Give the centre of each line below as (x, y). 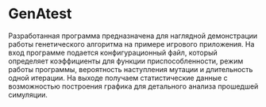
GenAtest (40, 14)
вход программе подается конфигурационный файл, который (113, 52)
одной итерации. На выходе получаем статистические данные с (118, 78)
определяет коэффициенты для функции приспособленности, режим (126, 61)
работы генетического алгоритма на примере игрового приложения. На (131, 44)
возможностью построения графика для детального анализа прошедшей (133, 86)
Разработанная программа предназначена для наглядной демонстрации (133, 36)
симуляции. (28, 94)
